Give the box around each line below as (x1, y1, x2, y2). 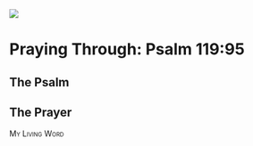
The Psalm (9, 75, 70, 90)
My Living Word (9, 128, 64, 139)
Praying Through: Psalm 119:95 (9, 39, 245, 60)
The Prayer (9, 104, 72, 119)
